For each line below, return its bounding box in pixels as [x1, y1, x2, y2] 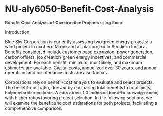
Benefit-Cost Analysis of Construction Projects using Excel [5, 20, 123, 25]
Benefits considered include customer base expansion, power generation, [5, 49, 154, 55]
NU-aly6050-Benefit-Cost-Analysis [5, 3, 154, 15]
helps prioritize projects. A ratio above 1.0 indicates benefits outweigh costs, [5, 90, 159, 95]
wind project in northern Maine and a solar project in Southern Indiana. [5, 44, 147, 49]
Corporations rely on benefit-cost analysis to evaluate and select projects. [5, 79, 154, 85]
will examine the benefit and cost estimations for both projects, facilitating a [5, 100, 158, 106]
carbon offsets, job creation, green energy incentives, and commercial [5, 54, 146, 60]
